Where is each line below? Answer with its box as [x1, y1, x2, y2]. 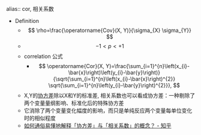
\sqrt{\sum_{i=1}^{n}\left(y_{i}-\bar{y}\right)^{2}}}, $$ [48, 82, 181, 89]
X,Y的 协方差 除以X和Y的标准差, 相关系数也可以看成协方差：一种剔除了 [23, 92, 196, 99]
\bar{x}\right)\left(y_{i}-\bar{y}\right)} [68, 69, 161, 76]
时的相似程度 [23, 115, 56, 122]
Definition [14, 17, 39, 24]
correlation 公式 [23, 53, 63, 60]
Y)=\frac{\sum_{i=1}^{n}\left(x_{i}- [106, 63, 190, 69]
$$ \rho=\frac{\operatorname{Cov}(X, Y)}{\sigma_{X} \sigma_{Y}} [28, 27, 192, 34]
